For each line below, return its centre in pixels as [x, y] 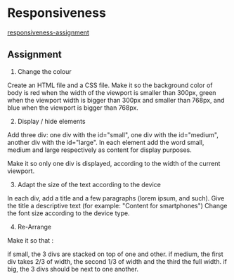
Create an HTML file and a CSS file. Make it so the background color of [110, 85]
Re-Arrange [34, 227]
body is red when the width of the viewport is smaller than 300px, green [112, 92]
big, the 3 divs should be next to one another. [73, 269]
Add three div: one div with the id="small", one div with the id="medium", [113, 134]
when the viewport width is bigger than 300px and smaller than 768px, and [116, 100]
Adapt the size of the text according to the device [89, 184]
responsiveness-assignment [48, 32]
